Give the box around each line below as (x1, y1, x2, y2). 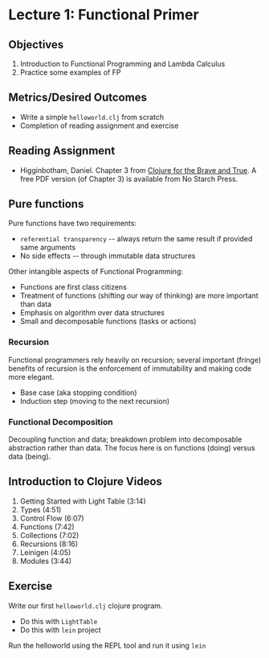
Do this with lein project (19, 625, 102, 635)
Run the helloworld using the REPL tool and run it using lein (8, 640, 206, 650)
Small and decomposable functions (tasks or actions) (19, 316, 197, 327)
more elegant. (8, 372, 55, 381)
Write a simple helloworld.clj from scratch (19, 112, 165, 121)
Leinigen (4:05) (19, 547, 71, 557)
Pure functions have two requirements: (8, 219, 137, 228)
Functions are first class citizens (19, 282, 127, 292)
